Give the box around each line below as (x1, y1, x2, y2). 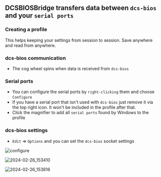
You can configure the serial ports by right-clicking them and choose (12, 89, 155, 95)
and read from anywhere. (5, 42, 56, 48)
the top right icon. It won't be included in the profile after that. (12, 104, 136, 110)
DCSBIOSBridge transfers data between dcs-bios (5, 4, 157, 12)
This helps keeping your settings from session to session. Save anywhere (5, 37, 153, 43)
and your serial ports (5, 12, 74, 20)
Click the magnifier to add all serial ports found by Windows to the (12, 110, 149, 116)
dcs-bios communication (5, 55, 66, 61)
